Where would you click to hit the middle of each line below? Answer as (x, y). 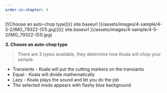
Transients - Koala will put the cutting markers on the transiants (78, 69)
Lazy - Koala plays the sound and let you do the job (66, 79)
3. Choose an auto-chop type (36, 44)
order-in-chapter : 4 (27, 10)
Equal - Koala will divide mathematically (54, 74)
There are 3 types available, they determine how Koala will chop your (89, 54)
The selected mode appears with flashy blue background (72, 85)
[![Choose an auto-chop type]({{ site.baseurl (52, 24)
